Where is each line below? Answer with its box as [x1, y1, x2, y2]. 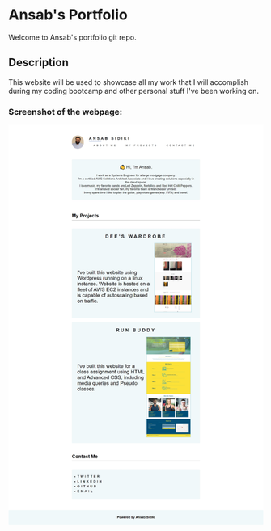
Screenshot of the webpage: [8, 106, 123, 117]
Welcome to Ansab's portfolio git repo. [8, 32, 137, 42]
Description [8, 56, 69, 70]
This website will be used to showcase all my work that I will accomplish [8, 77, 249, 86]
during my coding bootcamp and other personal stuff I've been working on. [8, 86, 259, 95]
